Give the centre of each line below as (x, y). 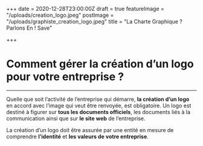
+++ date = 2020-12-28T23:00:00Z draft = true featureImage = (85, 9)
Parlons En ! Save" (29, 28)
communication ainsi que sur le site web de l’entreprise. (76, 118)
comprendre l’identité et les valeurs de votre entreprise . (78, 136)
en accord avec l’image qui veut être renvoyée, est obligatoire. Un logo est (99, 106)
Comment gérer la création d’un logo (100, 64)
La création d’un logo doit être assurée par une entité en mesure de (90, 130)
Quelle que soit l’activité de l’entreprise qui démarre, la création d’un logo (98, 99)
